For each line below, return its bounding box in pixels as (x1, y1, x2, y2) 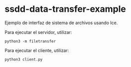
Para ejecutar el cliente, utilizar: (4, 47, 69, 53)
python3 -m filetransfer (4, 38, 56, 44)
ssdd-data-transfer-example (4, 3, 126, 15)
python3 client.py (4, 57, 43, 62)
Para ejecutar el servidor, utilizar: (4, 29, 72, 35)
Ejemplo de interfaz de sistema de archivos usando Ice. (4, 20, 118, 26)
